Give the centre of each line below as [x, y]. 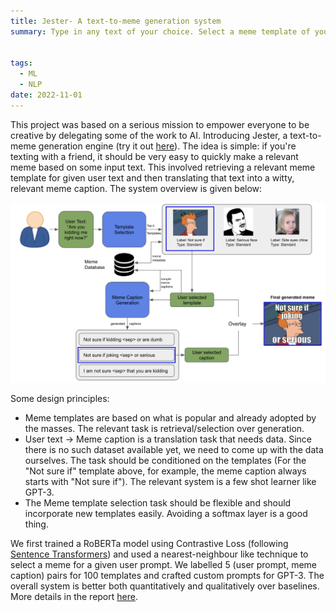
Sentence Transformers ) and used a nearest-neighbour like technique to [159, 554]
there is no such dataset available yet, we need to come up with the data [174, 449]
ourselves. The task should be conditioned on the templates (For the [165, 460]
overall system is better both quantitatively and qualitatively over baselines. [165, 586]
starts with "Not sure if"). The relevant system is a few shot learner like [170, 481]
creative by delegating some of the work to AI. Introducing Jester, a [149, 135]
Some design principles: [60, 398]
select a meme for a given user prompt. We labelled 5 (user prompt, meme [164, 564]
